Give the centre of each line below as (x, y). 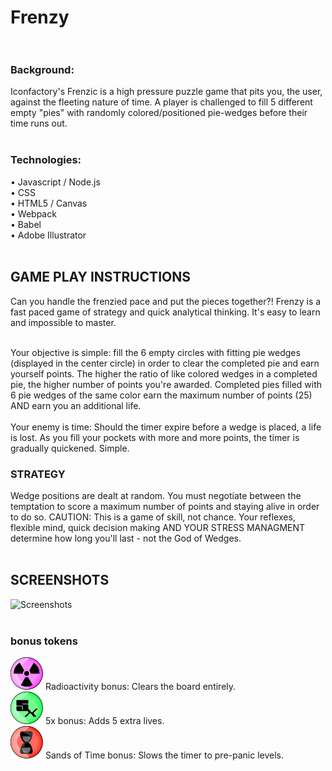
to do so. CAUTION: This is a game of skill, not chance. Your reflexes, (153, 517)
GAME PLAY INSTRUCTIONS (100, 277)
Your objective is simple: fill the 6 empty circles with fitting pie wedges (155, 352)
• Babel (26, 224)
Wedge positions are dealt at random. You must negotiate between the (156, 495)
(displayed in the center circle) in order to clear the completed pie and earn (165, 363)
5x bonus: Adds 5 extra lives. (104, 720)
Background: (42, 70)
